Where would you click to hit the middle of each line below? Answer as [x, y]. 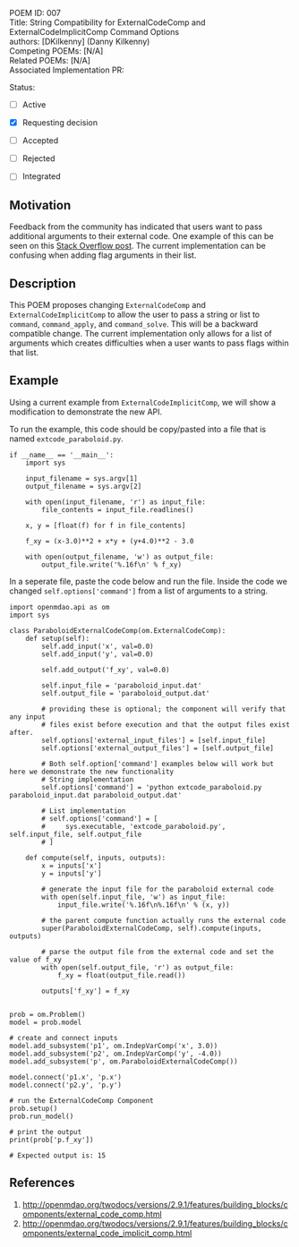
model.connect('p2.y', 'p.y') [66, 1085]
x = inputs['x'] [72, 866]
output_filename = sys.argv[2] [84, 486]
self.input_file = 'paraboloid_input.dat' [122, 685]
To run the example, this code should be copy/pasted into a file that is [138, 429]
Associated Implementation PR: [67, 70]
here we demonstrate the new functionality [92, 772]
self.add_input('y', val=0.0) [98, 654]
